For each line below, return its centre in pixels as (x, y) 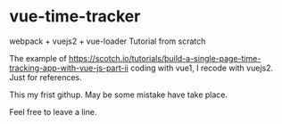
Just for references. (46, 77)
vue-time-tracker (75, 17)
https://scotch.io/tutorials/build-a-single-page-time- (165, 58)
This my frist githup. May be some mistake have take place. (119, 95)
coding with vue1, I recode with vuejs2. (202, 68)
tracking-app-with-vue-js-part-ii (69, 68)
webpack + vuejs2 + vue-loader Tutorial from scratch (108, 41)
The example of (38, 58)
